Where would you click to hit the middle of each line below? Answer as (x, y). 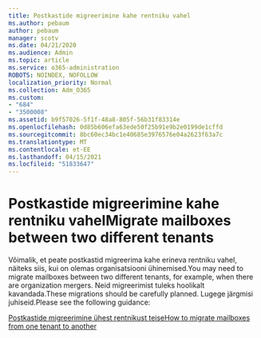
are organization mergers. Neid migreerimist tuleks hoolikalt (107, 285)
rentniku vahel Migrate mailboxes (120, 221)
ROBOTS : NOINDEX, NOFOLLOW (53, 75)
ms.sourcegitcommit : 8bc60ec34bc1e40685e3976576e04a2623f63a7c (116, 134)
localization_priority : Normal (60, 82)
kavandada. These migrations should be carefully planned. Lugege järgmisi (131, 294)
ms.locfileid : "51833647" (51, 165)
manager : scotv (34, 38)
